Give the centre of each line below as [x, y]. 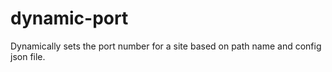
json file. [28, 56]
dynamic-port [69, 18]
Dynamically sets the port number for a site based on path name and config [166, 46]
